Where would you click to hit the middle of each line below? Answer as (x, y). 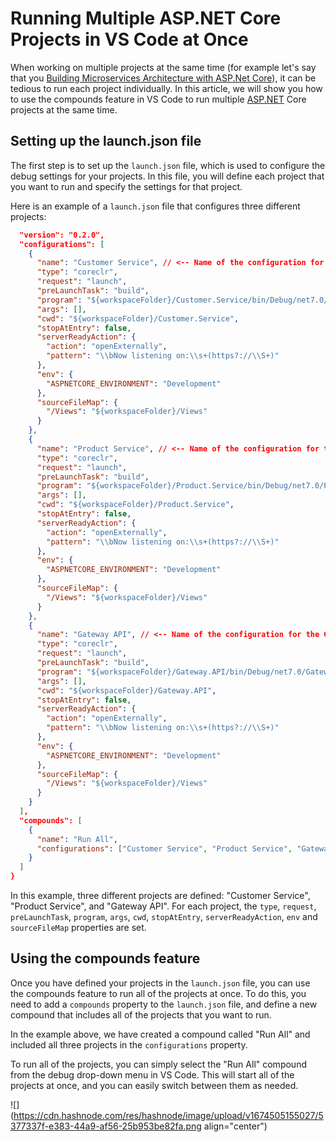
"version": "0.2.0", (62, 235)
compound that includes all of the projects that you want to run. (141, 1014)
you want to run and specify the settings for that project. (126, 186)
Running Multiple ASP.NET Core (146, 18)
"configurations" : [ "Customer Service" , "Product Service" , (164, 848)
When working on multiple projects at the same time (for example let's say (163, 67)
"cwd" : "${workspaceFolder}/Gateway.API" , (126, 690)
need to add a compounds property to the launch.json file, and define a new (164, 1004)
